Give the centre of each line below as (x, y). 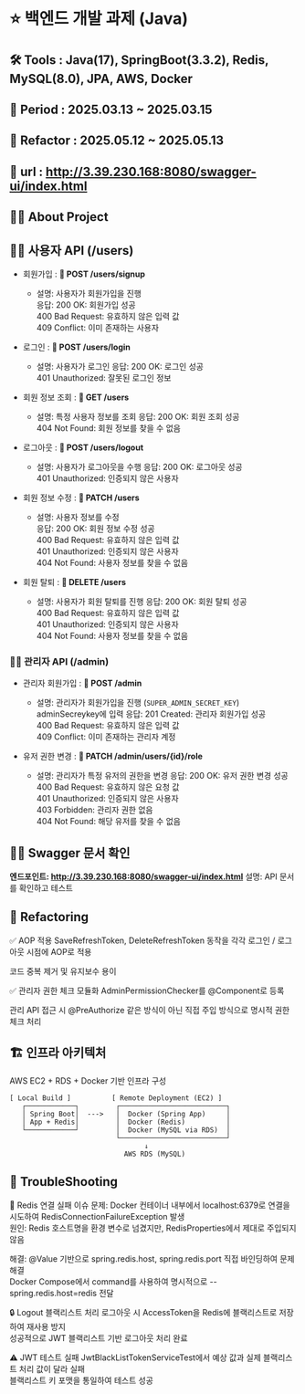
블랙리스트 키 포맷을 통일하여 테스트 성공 (81, 1380)
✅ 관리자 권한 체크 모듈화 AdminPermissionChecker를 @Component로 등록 (147, 990)
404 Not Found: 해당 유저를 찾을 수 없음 (108, 822)
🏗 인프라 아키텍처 (58, 1053)
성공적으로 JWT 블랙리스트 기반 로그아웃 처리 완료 (99, 1337)
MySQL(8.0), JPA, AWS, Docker (101, 79)
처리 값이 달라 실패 (52, 1368)
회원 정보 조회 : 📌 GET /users (76, 397)
